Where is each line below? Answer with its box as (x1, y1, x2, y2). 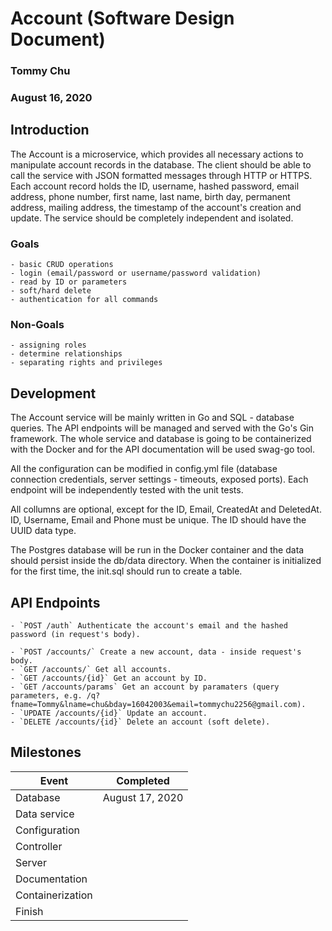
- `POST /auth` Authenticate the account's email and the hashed (10, 621, 288, 631)
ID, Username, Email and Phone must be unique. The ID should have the (10, 514, 307, 526)
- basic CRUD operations (10, 260, 114, 270)
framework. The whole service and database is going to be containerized (10, 433, 312, 445)
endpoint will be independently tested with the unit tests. (10, 484, 244, 496)
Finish (15, 904, 44, 918)
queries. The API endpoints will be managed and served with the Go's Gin (10, 422, 315, 434)
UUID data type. (10, 525, 77, 537)
